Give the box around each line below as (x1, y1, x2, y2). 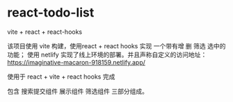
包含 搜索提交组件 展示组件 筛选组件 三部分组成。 (7, 87, 148, 95)
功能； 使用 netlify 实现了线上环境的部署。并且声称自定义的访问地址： (7, 50, 207, 59)
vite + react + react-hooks (7, 28, 82, 36)
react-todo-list (7, 5, 95, 21)
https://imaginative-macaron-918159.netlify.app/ (7, 58, 146, 66)
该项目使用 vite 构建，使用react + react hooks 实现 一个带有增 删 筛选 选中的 (7, 41, 226, 50)
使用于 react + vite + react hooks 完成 (7, 72, 115, 81)
